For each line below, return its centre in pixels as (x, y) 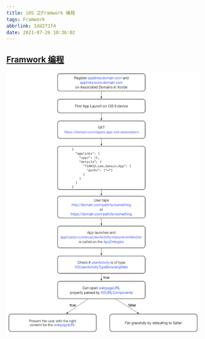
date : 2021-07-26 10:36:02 (41, 32)
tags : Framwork (26, 19)
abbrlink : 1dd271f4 (31, 26)
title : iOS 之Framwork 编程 (41, 13)
